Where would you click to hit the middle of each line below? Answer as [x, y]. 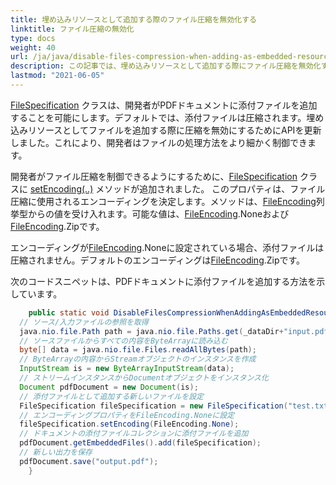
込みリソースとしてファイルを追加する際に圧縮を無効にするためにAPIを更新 [166, 130]
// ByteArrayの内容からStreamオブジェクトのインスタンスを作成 [138, 359]
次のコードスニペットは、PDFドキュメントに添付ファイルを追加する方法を [163, 281]
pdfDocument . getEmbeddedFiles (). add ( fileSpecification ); [140, 443]
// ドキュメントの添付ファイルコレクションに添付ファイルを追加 [134, 434]
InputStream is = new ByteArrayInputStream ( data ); [127, 369]
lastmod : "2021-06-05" [57, 76]
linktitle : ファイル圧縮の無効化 [72, 29]
